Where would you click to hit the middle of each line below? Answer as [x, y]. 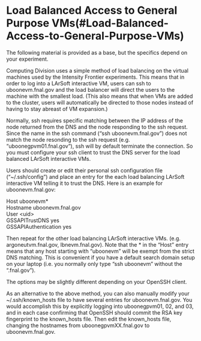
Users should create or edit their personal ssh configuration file [85, 170]
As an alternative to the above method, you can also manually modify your [98, 293]
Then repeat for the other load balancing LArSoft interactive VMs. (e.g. [94, 238]
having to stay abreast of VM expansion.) [57, 109]
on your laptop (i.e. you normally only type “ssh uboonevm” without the [94, 264]
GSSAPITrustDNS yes [33, 220]
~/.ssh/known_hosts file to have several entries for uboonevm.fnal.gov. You [99, 300]
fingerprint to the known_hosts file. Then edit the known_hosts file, [89, 319]
